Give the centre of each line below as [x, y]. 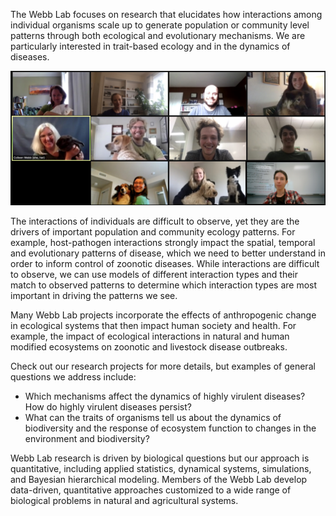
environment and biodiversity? [87, 438]
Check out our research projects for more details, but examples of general [163, 366]
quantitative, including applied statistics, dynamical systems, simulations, [161, 468]
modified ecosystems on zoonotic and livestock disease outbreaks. [149, 346]
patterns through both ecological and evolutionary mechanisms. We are [158, 35]
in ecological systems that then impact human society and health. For [153, 325]
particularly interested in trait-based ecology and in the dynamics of [150, 46]
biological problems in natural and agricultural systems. [124, 500]
